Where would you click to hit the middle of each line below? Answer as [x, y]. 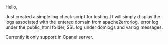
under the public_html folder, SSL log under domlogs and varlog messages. [84, 27]
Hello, [11, 7]
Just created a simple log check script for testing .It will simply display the [83, 17]
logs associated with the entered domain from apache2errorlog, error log [82, 22]
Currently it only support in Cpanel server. [49, 37]
